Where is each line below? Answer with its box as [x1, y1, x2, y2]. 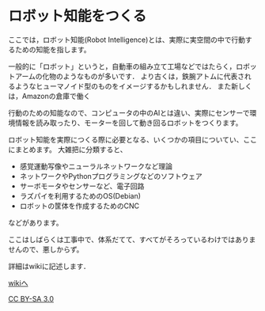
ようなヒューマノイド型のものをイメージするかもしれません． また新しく [14, 81, 252, 91]
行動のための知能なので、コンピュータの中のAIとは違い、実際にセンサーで [8, 108, 251, 117]
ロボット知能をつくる [8, 7, 147, 25]
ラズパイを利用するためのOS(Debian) [19, 191, 141, 200]
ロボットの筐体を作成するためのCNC [19, 201, 140, 210]
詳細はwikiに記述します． [8, 261, 91, 271]
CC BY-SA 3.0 [8, 294, 54, 303]
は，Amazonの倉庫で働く [8, 91, 91, 101]
